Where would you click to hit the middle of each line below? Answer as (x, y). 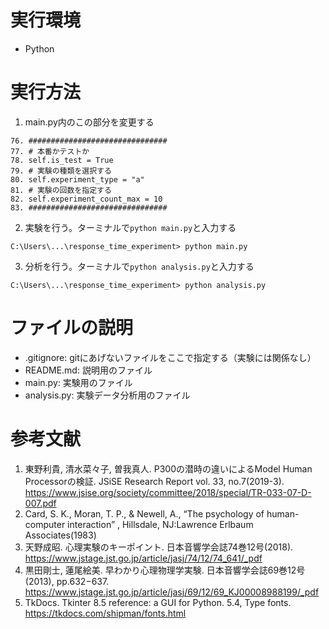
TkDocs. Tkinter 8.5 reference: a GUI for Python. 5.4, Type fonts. (158, 602)
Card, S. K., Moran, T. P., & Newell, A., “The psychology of (144, 513)
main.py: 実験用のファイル (78, 382)
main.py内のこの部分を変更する (89, 122)
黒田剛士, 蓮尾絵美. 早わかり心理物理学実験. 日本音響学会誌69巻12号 (165, 570)
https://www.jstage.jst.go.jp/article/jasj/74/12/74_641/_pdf (143, 558)
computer (45, 524)
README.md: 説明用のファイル (88, 370)
